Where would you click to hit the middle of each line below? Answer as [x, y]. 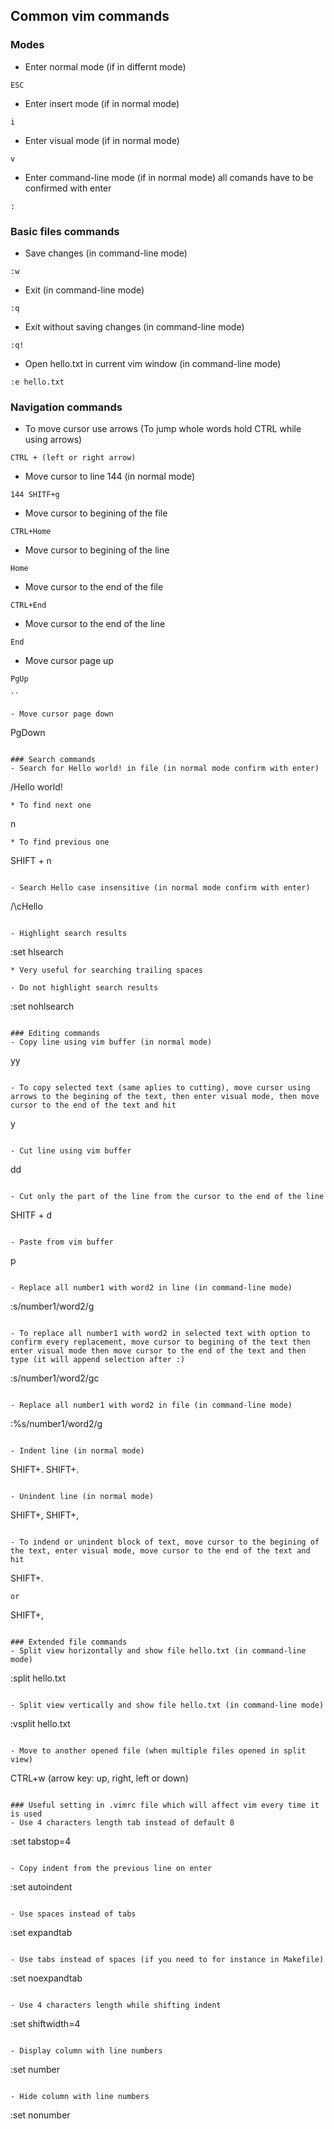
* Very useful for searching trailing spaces [106, 970]
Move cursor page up [69, 661]
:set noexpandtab [46, 1978]
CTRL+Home [31, 532]
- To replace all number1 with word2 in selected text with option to [160, 1334]
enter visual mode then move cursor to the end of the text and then [158, 1351]
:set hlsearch [37, 952]
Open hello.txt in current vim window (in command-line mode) [153, 363]
